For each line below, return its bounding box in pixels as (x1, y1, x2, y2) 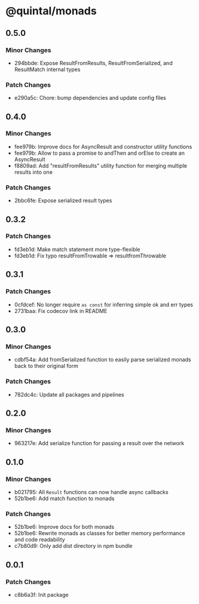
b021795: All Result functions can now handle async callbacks (14, 488, 169, 495)
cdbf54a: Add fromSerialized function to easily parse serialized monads (14, 356, 192, 363)
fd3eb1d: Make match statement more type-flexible (14, 246, 141, 253)
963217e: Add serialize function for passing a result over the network (14, 440, 185, 447)
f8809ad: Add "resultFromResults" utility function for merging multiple (14, 162, 188, 169)
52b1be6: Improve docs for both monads (14, 523, 115, 531)
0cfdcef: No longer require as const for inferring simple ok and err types (14, 301, 194, 308)
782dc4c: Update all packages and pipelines (14, 391, 124, 398)
